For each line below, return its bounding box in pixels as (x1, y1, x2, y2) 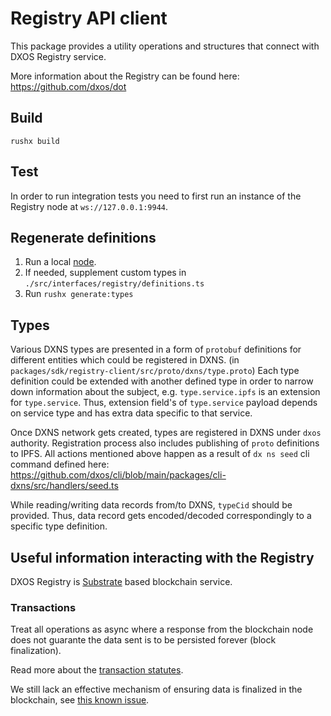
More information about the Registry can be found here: (10, 70, 240, 82)
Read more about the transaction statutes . (10, 664, 184, 676)
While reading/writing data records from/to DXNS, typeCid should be (10, 499, 293, 511)
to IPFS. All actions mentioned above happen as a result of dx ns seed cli (10, 448, 310, 460)
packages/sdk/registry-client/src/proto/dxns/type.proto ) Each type (10, 365, 300, 377)
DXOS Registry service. (10, 50, 107, 62)
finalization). (10, 645, 62, 657)
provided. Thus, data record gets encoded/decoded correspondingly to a (10, 510, 312, 522)
